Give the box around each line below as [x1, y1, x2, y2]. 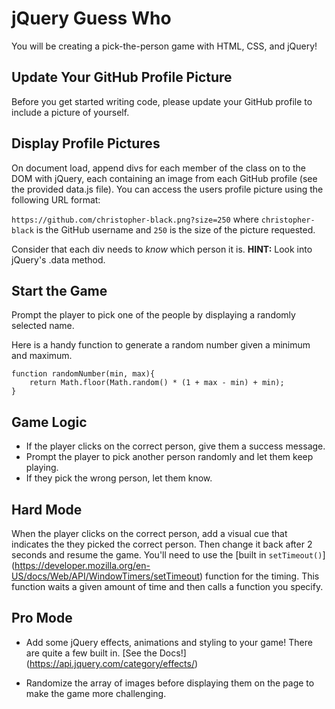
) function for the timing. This [199, 570, 320, 582]
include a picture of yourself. [11, 106, 130, 118]
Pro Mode [11, 610, 73, 627]
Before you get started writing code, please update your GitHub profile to [11, 95, 313, 107]
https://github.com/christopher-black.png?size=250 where [11, 213, 259, 225]
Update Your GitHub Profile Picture [11, 69, 233, 86]
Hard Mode [11, 501, 83, 518]
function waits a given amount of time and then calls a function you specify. [11, 581, 324, 592]
